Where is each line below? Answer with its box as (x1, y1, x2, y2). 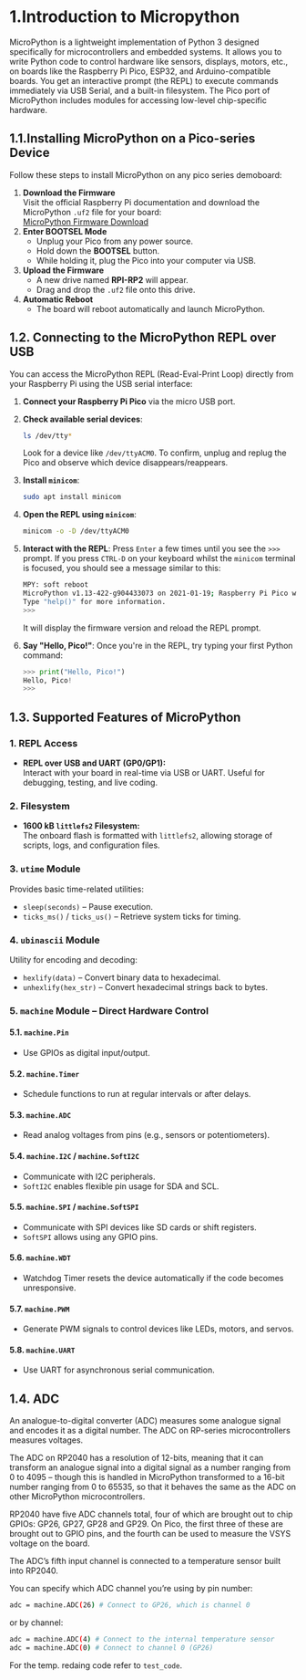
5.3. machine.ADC (9, 1109, 71, 1120)
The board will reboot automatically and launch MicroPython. (36, 303, 266, 314)
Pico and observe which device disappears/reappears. (22, 457, 229, 468)
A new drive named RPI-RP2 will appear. (36, 274, 189, 285)
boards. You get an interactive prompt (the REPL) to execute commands (9, 75, 280, 86)
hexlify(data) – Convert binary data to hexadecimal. (22, 972, 221, 983)
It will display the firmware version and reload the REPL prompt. (22, 622, 261, 633)
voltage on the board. (9, 1538, 90, 1549)
